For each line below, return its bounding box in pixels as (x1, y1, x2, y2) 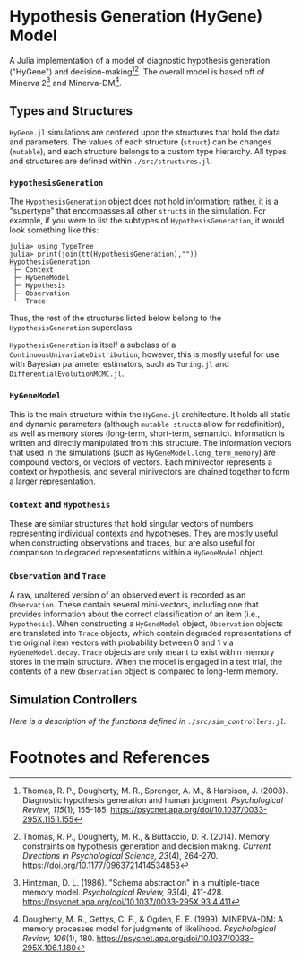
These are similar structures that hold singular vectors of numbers (9, 518, 254, 529)
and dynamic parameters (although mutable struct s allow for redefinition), (9, 418, 285, 429)
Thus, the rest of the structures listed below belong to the (9, 312, 222, 324)
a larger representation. (9, 476, 97, 486)
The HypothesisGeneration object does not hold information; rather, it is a (9, 196, 279, 207)
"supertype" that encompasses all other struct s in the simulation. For (9, 205, 266, 216)
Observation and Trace (9, 569, 106, 581)
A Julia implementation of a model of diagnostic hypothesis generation (9, 55, 271, 66)
